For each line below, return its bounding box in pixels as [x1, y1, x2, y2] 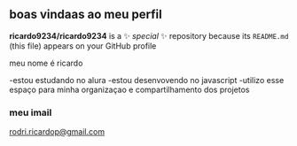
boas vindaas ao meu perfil [9, 7, 162, 22]
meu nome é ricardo [9, 58, 83, 68]
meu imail [9, 106, 52, 119]
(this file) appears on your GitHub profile [9, 40, 157, 51]
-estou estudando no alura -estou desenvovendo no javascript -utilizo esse [9, 74, 285, 85]
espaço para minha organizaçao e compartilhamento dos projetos [9, 84, 250, 95]
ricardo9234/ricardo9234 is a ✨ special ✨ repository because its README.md [9, 30, 289, 41]
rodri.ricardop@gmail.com [9, 127, 105, 137]
